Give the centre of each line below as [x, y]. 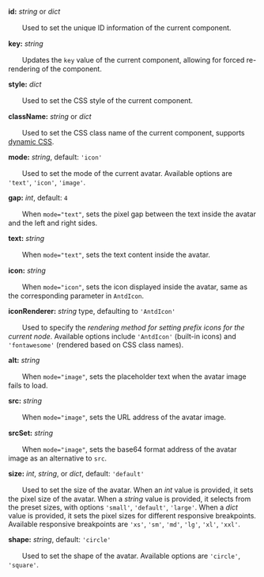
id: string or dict [34, 11]
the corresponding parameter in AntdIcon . [76, 296]
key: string [26, 44]
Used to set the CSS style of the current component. [107, 101]
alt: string [24, 360]
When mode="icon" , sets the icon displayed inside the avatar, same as [134, 287]
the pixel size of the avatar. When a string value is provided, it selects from [130, 499]
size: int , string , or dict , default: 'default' [76, 474]
